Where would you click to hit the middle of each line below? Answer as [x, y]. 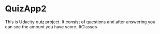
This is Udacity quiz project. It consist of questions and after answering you [80, 22]
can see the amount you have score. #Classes [51, 26]
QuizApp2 [26, 9]
